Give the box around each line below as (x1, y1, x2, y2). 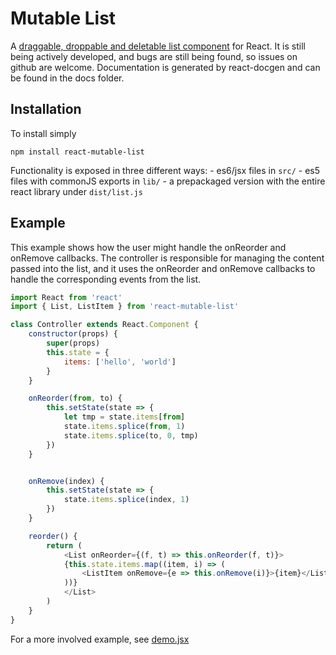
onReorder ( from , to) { (28, 393, 123, 404)
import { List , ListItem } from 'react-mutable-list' (10, 302, 240, 312)
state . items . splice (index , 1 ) (63, 495, 190, 505)
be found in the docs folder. (10, 72, 125, 84)
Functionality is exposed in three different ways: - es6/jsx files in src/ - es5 (10, 164, 321, 176)
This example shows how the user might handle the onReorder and (10, 241, 287, 253)
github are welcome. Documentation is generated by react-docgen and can (10, 61, 321, 73)
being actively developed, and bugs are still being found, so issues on (10, 50, 298, 62)
